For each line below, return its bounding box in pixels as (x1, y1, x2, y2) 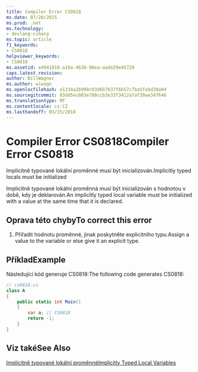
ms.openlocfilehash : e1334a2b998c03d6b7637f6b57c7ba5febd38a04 (6, 87, 167, 93)
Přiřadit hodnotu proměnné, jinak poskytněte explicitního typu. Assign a (14, 231, 190, 238)
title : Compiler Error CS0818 (6, 8, 82, 15)
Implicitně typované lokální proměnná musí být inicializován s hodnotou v (6, 185, 186, 192)
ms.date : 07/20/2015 (6, 14, 58, 20)
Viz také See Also (6, 343, 71, 353)
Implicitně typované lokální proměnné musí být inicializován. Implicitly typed (6, 167, 192, 174)
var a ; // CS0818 (27, 310, 70, 316)
